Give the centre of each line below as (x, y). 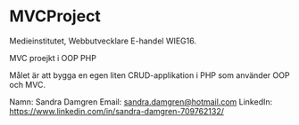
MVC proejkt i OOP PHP (53, 58)
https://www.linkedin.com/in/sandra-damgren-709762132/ (117, 111)
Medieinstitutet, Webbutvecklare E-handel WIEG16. (103, 41)
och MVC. (28, 84)
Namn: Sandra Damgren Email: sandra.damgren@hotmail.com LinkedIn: (141, 102)
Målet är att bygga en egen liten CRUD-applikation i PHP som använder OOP (149, 75)
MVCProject (55, 16)
